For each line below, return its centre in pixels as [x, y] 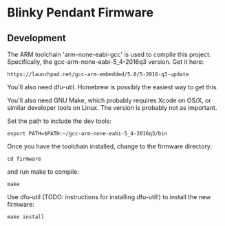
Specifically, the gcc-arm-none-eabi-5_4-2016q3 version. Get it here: [106, 62]
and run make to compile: [43, 172]
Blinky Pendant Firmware [80, 13]
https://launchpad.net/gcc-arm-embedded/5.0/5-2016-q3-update [98, 74]
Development [37, 38]
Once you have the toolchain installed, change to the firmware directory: [110, 146]
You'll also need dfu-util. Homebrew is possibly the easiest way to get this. [113, 87]
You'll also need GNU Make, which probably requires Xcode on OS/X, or [109, 100]
